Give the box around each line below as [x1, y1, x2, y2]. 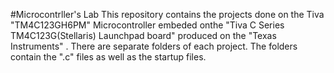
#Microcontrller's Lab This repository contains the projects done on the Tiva [10, 9, 325, 20]
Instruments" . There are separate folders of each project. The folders [10, 40, 298, 52]
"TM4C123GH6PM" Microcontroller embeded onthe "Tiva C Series [10, 19, 285, 31]
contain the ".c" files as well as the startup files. [10, 51, 207, 63]
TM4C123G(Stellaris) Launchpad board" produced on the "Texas [10, 30, 277, 41]
